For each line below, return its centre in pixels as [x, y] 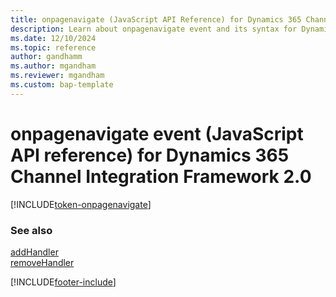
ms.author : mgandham [53, 66]
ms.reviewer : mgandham [57, 76]
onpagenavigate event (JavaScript [157, 133]
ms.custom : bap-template [62, 85]
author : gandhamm [46, 57]
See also [31, 230]
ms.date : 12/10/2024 [53, 38]
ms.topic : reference [53, 47]
